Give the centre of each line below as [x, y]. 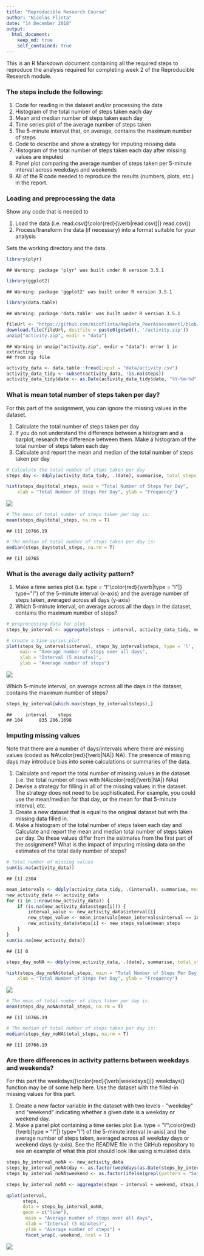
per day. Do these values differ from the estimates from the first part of [104, 838]
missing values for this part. [41, 1094]
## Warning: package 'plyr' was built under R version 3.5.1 [85, 270]
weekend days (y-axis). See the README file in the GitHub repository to [105, 1145]
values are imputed [39, 157]
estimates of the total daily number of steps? [71, 851]
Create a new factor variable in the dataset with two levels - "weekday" [104, 1106]
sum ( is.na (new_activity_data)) [46, 940]
